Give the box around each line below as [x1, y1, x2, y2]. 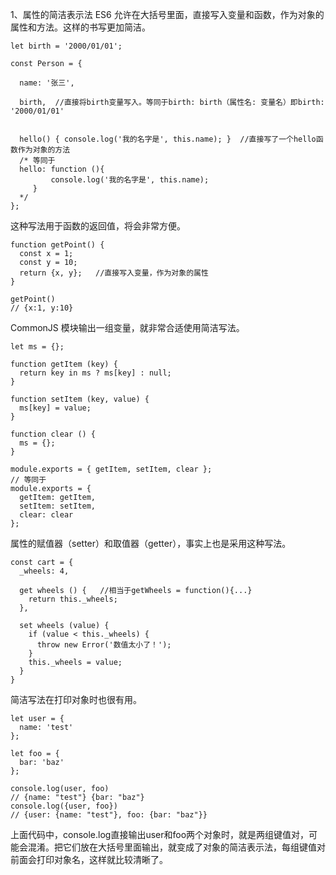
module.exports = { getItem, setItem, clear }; [10, 464, 213, 474]
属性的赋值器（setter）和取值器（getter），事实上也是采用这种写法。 [10, 538, 292, 549]
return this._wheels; [28, 594, 118, 604]
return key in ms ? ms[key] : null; [19, 368, 172, 378]
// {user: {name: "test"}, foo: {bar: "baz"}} [10, 810, 208, 820]
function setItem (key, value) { [10, 394, 150, 404]
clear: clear [19, 510, 74, 520]
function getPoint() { [10, 240, 105, 250]
